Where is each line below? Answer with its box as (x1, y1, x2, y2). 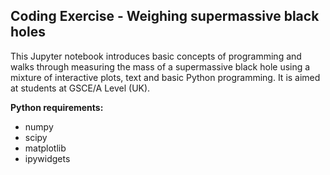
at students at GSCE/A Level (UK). (10, 82, 151, 94)
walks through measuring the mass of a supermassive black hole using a (10, 60, 311, 73)
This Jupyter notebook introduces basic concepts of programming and (10, 50, 302, 62)
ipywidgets (24, 152, 71, 164)
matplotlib (24, 142, 67, 154)
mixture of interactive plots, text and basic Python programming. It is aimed (10, 71, 321, 83)
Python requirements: (10, 101, 104, 113)
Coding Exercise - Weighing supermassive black (10, 8, 320, 25)
